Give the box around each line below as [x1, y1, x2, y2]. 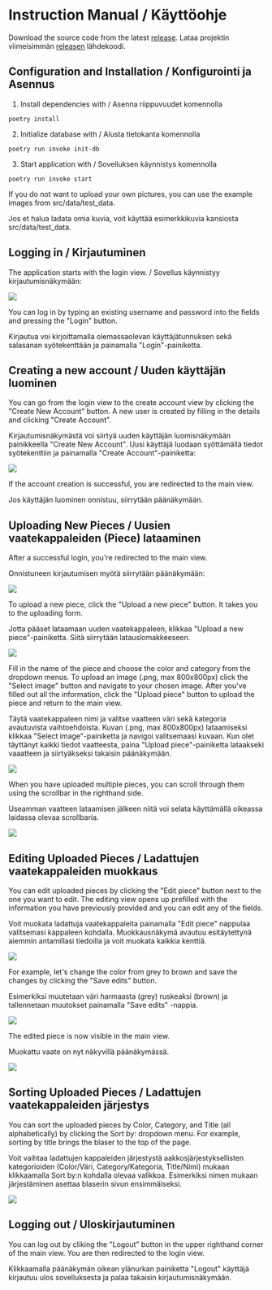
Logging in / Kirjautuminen [8, 246, 146, 259]
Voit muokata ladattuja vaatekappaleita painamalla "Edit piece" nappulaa [8, 919, 251, 928]
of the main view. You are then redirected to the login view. [8, 1248, 205, 1257]
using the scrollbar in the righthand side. [8, 788, 144, 798]
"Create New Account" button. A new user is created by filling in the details [8, 407, 261, 416]
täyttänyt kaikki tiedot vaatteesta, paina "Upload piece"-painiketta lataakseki [8, 740, 265, 750]
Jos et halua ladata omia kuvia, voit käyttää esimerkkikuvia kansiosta [8, 213, 239, 223]
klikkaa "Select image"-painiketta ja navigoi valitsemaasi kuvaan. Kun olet [8, 731, 254, 741]
